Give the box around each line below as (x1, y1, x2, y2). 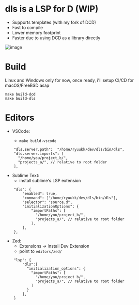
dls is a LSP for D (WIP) (5, 3, 99, 15)
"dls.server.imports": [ (14, 151, 64, 156)
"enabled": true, (22, 191, 57, 196)
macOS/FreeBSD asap (5, 82, 49, 88)
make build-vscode (19, 138, 57, 144)
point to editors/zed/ (19, 248, 62, 254)
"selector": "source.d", (22, 200, 73, 205)
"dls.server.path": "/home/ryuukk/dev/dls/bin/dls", (14, 147, 124, 152)
